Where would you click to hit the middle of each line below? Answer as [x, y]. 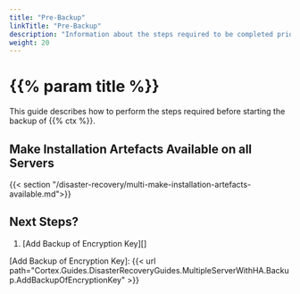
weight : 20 [29, 42]
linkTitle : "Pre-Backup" [55, 26]
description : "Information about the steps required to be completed [142, 34]
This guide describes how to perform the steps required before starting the [147, 112]
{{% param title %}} [84, 87]
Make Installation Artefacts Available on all [131, 149]
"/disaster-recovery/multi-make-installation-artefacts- [152, 185]
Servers [32, 163]
